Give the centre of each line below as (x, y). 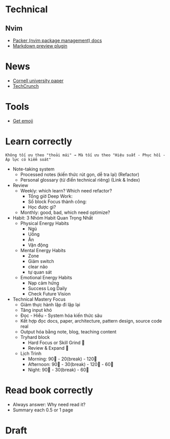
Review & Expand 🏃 (48, 348)
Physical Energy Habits (44, 223)
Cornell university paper (38, 81)
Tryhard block (35, 337)
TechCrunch (26, 86)
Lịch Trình (31, 353)
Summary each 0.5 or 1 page (43, 410)
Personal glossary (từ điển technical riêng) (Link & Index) (80, 180)
